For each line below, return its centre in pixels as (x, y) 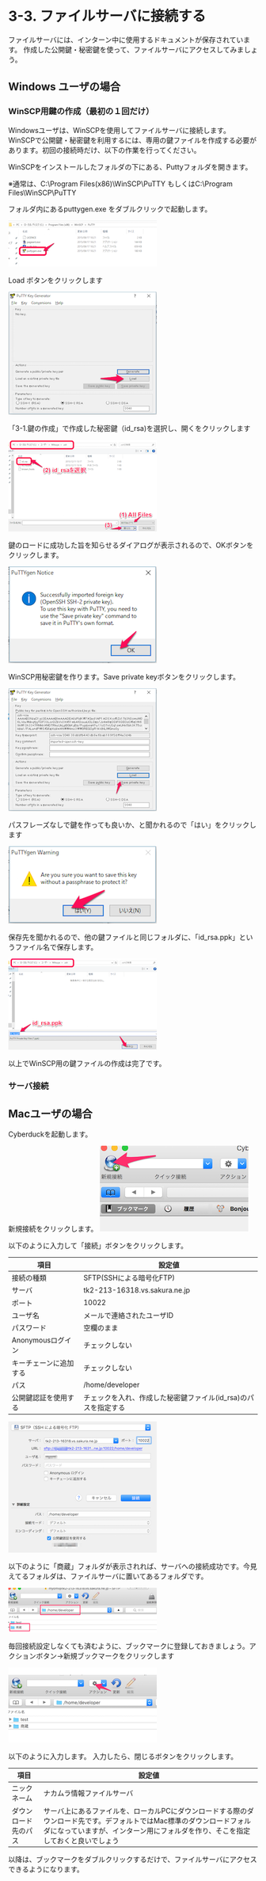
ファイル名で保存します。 (56, 946)
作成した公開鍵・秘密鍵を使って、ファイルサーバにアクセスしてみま (133, 49)
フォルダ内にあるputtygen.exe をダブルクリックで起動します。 (110, 209)
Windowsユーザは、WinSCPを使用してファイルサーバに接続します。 (120, 130)
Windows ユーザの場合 (65, 87)
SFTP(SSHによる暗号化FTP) (129, 1278)
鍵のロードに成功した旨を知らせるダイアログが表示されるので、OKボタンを (131, 545)
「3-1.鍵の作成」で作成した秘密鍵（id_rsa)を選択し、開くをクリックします (129, 428)
